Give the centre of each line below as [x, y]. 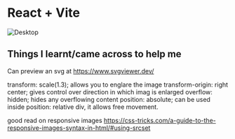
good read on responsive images [55, 120]
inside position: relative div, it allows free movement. [83, 107]
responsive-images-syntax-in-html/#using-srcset [79, 128]
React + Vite [44, 13]
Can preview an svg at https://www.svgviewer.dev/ [81, 71]
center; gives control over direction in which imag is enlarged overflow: [110, 92]
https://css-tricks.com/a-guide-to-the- [160, 120]
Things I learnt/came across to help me [94, 54]
